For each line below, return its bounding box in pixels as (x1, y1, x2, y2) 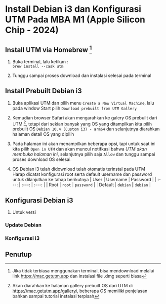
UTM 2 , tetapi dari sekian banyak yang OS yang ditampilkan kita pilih (12, 120, 152, 127)
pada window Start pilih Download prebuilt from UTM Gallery (12, 105, 137, 111)
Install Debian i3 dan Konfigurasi (5, 3, 142, 15)
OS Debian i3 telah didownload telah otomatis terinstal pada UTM (12, 166, 146, 172)
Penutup (5, 250, 32, 259)
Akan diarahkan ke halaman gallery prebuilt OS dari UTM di (12, 282, 133, 288)
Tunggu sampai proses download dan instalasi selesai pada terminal (12, 73, 152, 78)
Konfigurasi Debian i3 (5, 196, 73, 204)
